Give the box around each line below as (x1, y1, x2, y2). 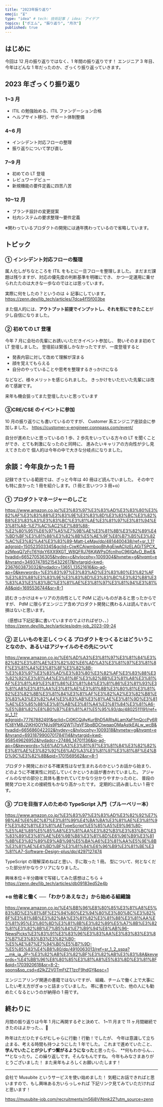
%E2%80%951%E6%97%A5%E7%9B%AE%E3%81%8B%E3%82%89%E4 (5, 528, 157, 534)
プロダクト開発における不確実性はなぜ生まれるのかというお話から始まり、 (5, 763, 154, 769)
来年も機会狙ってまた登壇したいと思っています (5, 393, 98, 399)
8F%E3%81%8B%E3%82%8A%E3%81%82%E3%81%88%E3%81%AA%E (5, 915, 156, 921)
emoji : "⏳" (5, 12, 28, 17)
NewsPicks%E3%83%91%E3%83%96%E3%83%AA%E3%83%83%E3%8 (5, 931, 156, 937)
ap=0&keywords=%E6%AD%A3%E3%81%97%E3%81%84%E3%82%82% (5, 743, 157, 749)
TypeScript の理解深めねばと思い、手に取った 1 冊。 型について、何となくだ (5, 858, 156, 864)
